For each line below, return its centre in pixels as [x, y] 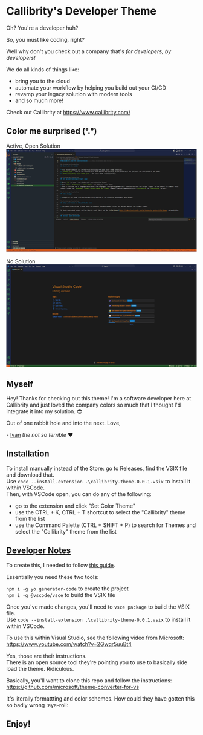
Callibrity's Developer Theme [82, 11]
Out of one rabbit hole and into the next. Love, [63, 423]
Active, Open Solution [33, 146]
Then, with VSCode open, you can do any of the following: [79, 494]
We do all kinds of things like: [43, 69]
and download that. [30, 475]
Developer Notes [39, 551]
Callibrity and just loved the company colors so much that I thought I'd [94, 405]
